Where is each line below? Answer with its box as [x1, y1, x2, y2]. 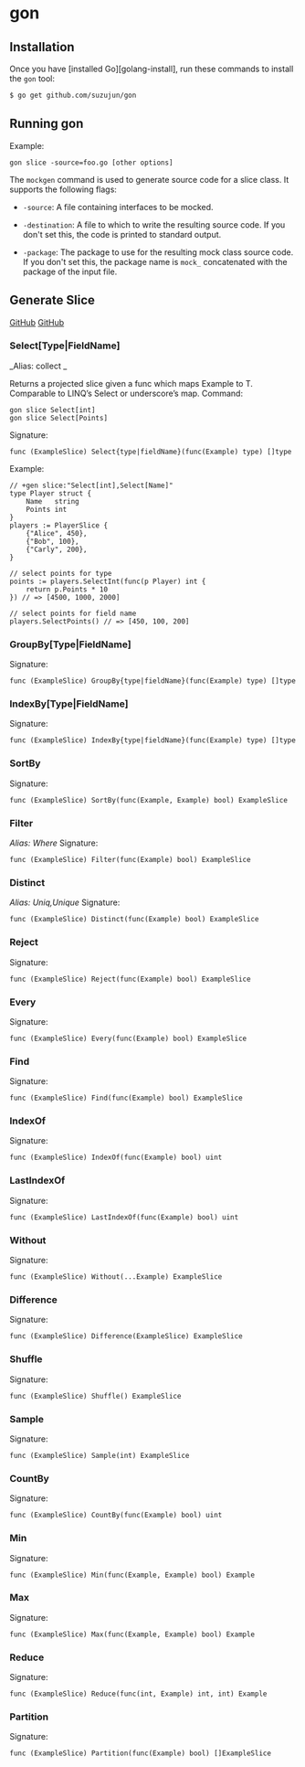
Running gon [9, 116, 84, 132]
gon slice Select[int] [9, 405, 96, 414]
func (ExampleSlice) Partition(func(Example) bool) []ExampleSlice [9, 1749, 272, 1758]
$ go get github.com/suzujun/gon [9, 90, 137, 100]
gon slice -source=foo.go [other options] [9, 158, 174, 167]
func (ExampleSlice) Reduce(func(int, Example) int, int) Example [9, 1689, 268, 1698]
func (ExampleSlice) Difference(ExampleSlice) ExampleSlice [9, 1332, 244, 1341]
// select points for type [9, 569, 112, 578]
